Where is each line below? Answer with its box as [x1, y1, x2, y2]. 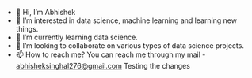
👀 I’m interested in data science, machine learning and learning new [15, 16, 238, 25]
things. [15, 24, 39, 33]
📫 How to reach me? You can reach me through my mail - [15, 50, 206, 59]
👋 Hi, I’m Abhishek [15, 8, 76, 17]
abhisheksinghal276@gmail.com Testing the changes [15, 61, 190, 70]
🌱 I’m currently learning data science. [15, 32, 139, 42]
